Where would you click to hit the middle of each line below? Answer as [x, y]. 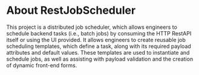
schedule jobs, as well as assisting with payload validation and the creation [100, 59]
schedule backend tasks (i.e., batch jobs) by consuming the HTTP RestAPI [99, 33]
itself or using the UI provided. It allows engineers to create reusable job [96, 40]
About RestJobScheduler [71, 10]
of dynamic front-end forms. [42, 65]
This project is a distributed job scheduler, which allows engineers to [92, 27]
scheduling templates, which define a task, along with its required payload [99, 46]
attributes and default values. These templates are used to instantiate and [98, 52]
